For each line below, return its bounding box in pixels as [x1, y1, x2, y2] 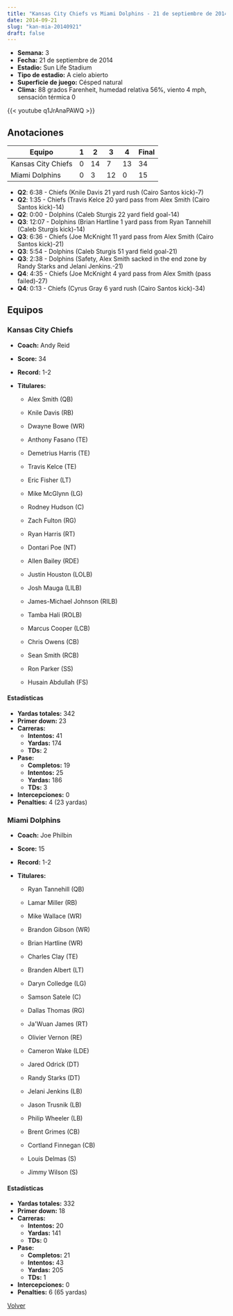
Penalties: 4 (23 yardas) [17, 798, 88, 806]
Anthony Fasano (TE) [27, 435, 88, 444]
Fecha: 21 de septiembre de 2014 [17, 56, 113, 65]
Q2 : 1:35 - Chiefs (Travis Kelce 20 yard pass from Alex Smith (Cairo [17, 195, 210, 204]
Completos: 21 [27, 1251, 71, 1260]
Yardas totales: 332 [17, 1199, 75, 1207]
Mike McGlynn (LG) [27, 489, 83, 497]
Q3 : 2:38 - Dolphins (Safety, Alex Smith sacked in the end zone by [17, 255, 207, 263]
